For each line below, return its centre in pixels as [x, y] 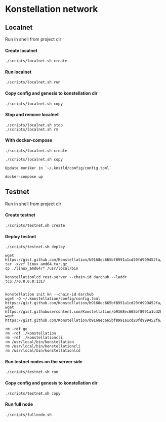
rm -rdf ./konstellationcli [34, 338]
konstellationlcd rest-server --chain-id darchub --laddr [66, 277]
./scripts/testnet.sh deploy [35, 247]
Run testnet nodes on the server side [44, 361]
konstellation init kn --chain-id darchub [49, 295]
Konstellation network [52, 9]
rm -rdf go [16, 329]
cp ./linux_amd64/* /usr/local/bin [42, 269]
